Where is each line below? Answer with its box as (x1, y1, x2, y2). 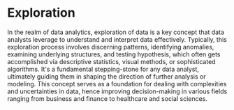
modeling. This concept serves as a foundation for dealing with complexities (7, 79, 227, 88)
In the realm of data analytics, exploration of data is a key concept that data (7, 28, 225, 36)
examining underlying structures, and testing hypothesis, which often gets (7, 50, 221, 58)
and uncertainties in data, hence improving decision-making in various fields (7, 87, 228, 95)
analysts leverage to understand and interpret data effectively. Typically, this (7, 35, 227, 43)
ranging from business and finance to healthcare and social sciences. (7, 94, 208, 102)
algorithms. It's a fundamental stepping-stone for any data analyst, (7, 65, 199, 73)
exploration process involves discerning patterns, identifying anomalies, (7, 42, 214, 51)
